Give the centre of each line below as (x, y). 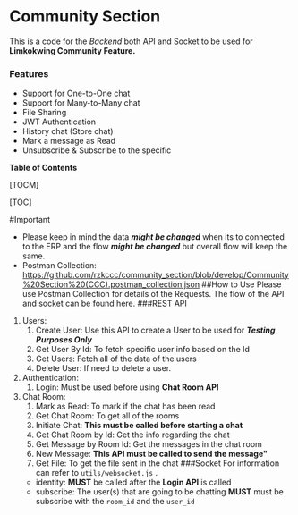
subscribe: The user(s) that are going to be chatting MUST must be (159, 492)
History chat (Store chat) (68, 131)
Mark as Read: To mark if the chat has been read (125, 406)
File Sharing (44, 113)
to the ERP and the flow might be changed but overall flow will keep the (155, 247)
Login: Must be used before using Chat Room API (127, 387)
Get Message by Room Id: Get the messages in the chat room (149, 444)
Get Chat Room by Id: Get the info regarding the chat (132, 435)
